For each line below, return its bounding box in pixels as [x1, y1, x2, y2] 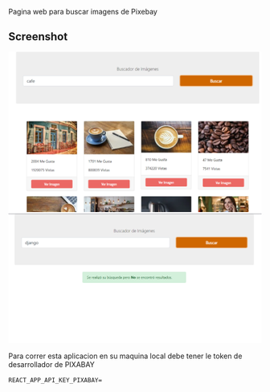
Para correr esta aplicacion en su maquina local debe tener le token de [8, 351, 243, 361]
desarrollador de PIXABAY [8, 359, 95, 369]
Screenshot [8, 30, 68, 43]
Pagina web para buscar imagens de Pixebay [8, 7, 158, 16]
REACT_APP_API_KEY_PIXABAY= [8, 376, 103, 384]
